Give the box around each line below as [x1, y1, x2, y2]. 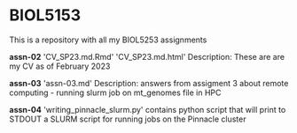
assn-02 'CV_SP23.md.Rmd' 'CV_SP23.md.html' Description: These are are [9, 51, 285, 62]
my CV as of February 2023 [9, 61, 111, 71]
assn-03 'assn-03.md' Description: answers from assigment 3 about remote [9, 78, 289, 88]
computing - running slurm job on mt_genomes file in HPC [9, 87, 222, 98]
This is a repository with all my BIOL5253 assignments [9, 34, 207, 45]
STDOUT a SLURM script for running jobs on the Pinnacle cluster [9, 114, 246, 124]
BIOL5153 [9, 5, 82, 26]
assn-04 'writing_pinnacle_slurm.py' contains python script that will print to [9, 104, 286, 115]
